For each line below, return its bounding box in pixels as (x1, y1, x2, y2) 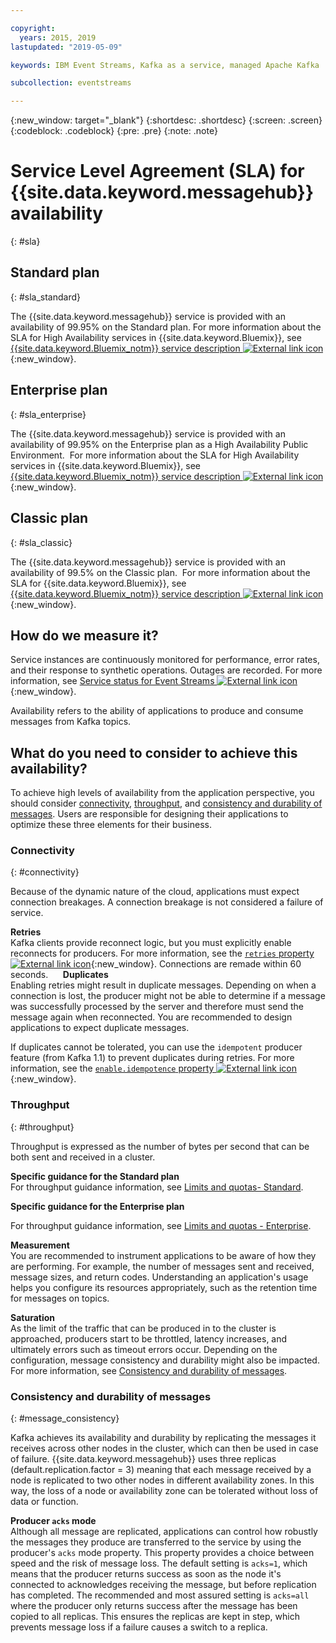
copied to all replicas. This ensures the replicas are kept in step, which (10, 1611, 300, 1623)
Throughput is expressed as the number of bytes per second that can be (10, 1140, 310, 1152)
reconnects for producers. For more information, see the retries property (10, 947, 315, 960)
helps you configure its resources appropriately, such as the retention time (10, 1281, 318, 1293)
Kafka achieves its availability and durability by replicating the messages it (10, 1432, 317, 1444)
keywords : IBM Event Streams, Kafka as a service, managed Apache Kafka (10, 60, 320, 70)
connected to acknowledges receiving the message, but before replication (10, 1579, 317, 1591)
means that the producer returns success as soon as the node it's (10, 1568, 282, 1580)
